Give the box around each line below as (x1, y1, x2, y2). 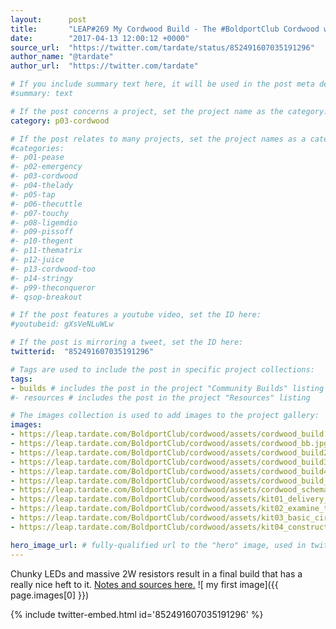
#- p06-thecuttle (10, 199, 83, 209)
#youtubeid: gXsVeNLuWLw (10, 319, 114, 330)
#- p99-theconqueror (10, 282, 97, 293)
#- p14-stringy (10, 273, 74, 283)
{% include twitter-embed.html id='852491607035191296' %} (10, 608, 264, 620)
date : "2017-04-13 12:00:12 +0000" (10, 33, 190, 43)
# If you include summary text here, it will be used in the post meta (10, 79, 315, 90)
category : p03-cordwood (10, 116, 110, 126)
